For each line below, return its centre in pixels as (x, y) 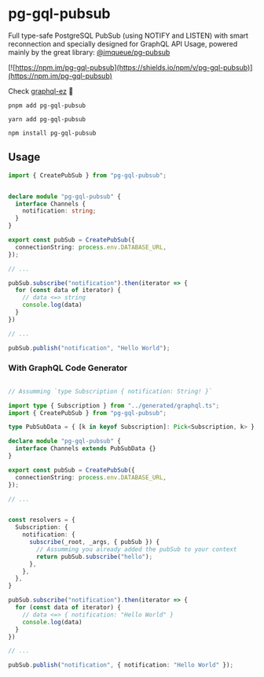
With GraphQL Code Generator (68, 368)
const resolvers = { (42, 520)
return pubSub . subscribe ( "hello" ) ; (95, 557)
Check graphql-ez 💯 (41, 91)
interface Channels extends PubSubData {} (86, 449)
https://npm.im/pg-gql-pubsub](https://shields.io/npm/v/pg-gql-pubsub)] (134, 67)
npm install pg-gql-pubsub (52, 133)
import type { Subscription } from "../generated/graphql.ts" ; (114, 405)
